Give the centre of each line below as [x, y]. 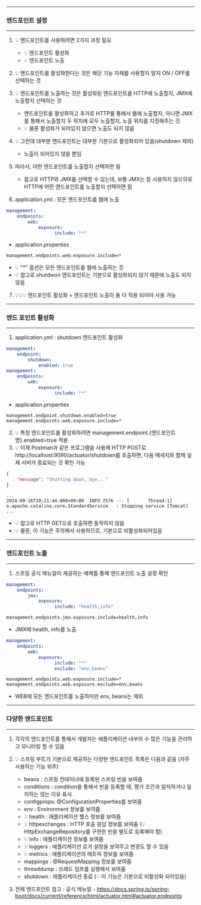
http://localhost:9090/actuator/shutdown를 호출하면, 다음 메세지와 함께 [100, 455]
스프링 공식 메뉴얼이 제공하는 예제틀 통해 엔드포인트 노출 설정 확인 [92, 573]
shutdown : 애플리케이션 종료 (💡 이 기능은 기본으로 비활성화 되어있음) [105, 876]
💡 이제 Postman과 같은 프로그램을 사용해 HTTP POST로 [80, 447]
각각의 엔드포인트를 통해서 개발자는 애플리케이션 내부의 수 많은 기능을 [95, 739]
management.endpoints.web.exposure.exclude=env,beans [75, 685]
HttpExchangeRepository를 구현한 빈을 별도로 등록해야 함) [93, 831]
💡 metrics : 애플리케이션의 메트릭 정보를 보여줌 [79, 854]
